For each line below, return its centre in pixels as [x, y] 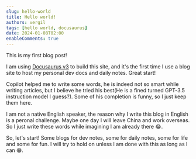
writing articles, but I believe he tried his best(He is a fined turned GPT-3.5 [96, 90]
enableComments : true [32, 39]
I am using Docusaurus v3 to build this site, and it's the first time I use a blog [98, 67]
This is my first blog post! [37, 55]
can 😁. [15, 150]
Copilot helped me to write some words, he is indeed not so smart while [92, 84]
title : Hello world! [31, 17]
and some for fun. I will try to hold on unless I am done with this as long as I [97, 144]
